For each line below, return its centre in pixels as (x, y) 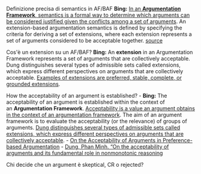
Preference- (178, 140)
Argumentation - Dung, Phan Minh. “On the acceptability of (96, 147)
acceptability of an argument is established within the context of (85, 102)
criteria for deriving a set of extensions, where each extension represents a (99, 34)
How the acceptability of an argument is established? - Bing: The (87, 96)
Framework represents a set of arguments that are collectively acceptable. (98, 58)
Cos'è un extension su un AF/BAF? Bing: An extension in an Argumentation (100, 52)
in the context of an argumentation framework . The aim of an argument (94, 115)
